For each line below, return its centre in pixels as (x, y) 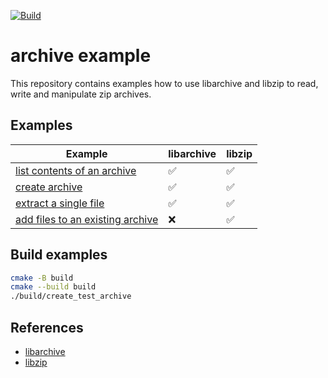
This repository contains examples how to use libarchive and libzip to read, (164, 83)
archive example (81, 56)
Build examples (59, 255)
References (47, 327)
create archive (49, 187)
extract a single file (60, 203)
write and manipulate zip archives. (81, 94)
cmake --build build (53, 287)
